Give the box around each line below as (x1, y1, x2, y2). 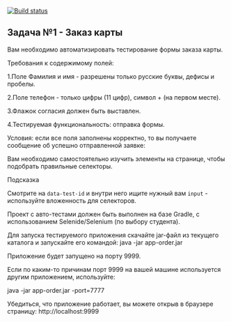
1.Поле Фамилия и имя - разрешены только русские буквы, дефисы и (7, 72, 214, 80)
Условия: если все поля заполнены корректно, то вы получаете (7, 133, 197, 142)
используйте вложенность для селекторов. (7, 196, 137, 205)
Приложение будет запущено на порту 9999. (7, 252, 141, 260)
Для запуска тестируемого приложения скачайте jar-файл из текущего (7, 231, 219, 239)
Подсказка (7, 175, 40, 184)
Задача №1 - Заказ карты (7, 26, 123, 38)
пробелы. (7, 79, 36, 88)
